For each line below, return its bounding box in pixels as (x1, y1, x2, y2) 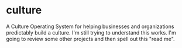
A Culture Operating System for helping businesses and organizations (6, 23, 174, 30)
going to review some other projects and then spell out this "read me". (6, 35, 175, 42)
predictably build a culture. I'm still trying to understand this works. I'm (6, 29, 177, 36)
